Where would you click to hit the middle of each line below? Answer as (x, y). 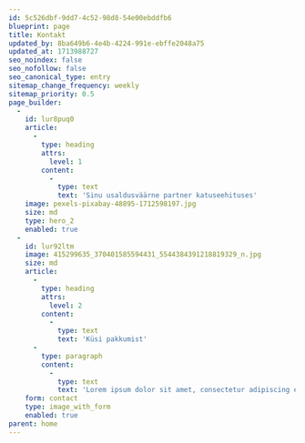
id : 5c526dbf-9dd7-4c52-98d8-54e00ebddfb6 (90, 18)
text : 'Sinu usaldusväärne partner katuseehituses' (157, 196)
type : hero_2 (50, 221)
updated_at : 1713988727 (54, 52)
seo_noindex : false (46, 60)
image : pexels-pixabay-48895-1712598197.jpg (111, 204)
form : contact (51, 398)
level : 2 (66, 306)
